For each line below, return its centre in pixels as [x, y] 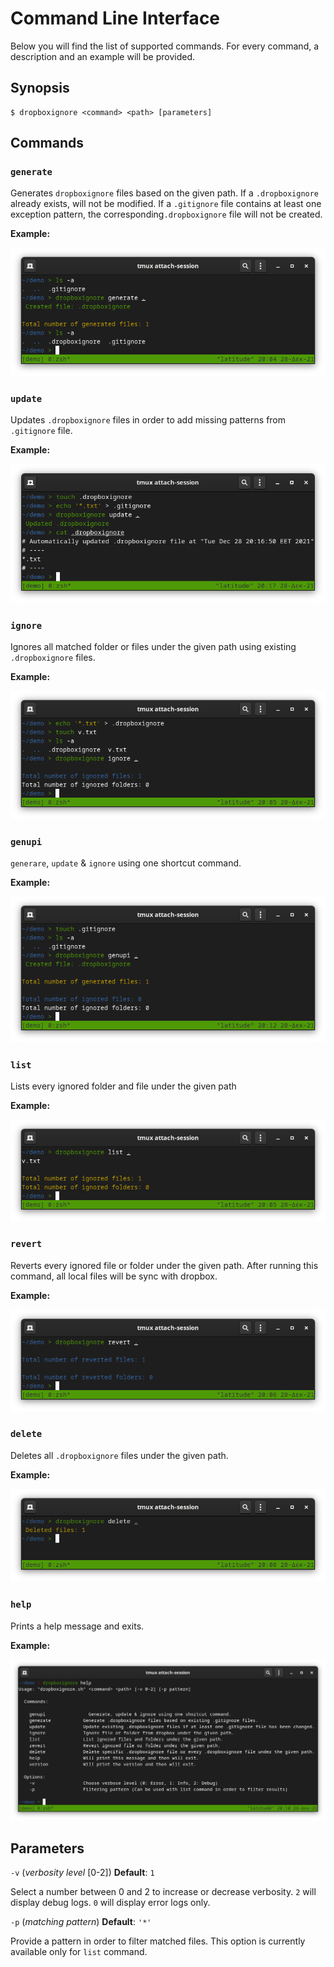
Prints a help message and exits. [77, 1626]
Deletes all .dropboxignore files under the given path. [119, 1455]
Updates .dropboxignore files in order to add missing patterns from [148, 420]
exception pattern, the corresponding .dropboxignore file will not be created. [166, 214]
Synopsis [40, 88]
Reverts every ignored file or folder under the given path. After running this [164, 1265]
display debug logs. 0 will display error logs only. [110, 1902]
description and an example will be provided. [103, 56]
